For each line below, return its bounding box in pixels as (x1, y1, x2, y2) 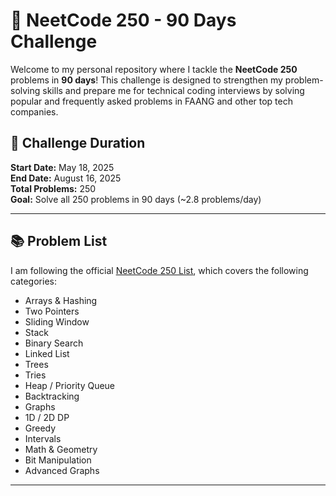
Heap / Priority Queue (24, 379, 116, 391)
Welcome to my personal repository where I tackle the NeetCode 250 (10, 63, 298, 75)
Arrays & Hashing (24, 294, 98, 306)
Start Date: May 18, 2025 (10, 161, 115, 173)
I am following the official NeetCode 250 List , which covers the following (10, 264, 309, 276)
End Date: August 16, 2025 (10, 172, 122, 184)
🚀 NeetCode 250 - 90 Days (10, 9, 237, 32)
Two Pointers (24, 305, 80, 317)
